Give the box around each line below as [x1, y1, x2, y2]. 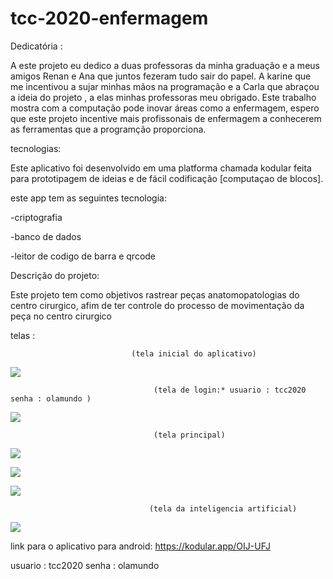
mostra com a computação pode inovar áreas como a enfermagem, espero [10, 102, 320, 114]
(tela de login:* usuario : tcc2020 [153, 385, 307, 395]
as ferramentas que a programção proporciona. [10, 123, 207, 135]
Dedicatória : [10, 40, 63, 52]
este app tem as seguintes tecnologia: [10, 192, 167, 204]
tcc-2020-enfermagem [10, 7, 209, 30]
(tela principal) [153, 430, 226, 440]
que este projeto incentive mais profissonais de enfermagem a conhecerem [10, 112, 322, 124]
